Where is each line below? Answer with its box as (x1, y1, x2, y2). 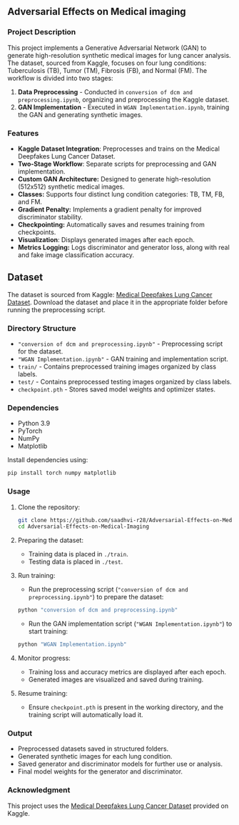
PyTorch (17, 426, 43, 435)
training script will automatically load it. (28, 711, 144, 719)
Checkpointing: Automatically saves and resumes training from (17, 220, 205, 229)
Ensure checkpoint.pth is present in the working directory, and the (28, 703, 223, 711)
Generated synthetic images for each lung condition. (17, 752, 173, 761)
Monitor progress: (17, 654, 71, 663)
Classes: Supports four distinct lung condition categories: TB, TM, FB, (17, 189, 225, 199)
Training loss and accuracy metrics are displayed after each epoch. (28, 668, 227, 676)
